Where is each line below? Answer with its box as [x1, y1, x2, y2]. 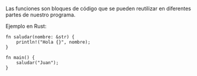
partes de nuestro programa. [5, 11, 76, 18]
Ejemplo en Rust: [5, 23, 47, 29]
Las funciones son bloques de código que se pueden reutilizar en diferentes [5, 5, 192, 12]
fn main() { [5, 55, 35, 61]
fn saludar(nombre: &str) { [5, 34, 75, 40]
